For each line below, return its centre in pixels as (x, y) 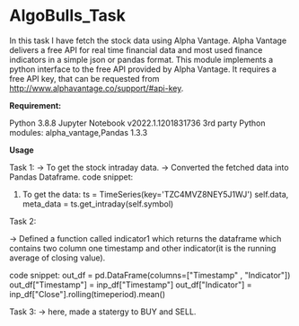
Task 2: (23, 221)
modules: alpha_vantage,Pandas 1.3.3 (79, 132)
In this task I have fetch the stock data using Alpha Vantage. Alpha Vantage (148, 40)
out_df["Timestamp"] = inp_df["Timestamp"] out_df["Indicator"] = (131, 285)
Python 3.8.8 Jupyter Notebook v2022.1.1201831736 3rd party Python (138, 123)
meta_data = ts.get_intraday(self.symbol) (98, 204)
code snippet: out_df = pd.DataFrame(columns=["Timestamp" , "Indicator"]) (150, 275)
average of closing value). (57, 258)
